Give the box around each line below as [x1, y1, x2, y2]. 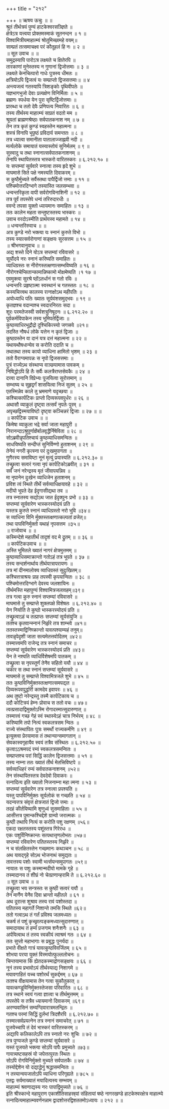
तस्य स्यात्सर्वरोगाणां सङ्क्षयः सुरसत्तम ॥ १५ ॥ [6, 236, 91, 242]
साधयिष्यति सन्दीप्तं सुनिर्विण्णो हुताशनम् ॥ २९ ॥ [6, 441, 94, 448]
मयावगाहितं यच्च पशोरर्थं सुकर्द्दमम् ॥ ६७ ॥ [6, 971, 83, 978]
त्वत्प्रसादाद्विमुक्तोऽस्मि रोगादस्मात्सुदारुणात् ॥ [6, 706, 86, 713]
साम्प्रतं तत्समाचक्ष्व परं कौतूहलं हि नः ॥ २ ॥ [6, 44, 85, 50]
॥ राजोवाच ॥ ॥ [6, 527, 36, 534]
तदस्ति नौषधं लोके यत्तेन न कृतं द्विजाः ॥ [6, 328, 78, 335]
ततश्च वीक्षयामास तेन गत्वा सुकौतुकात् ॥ [6, 978, 79, 984]
